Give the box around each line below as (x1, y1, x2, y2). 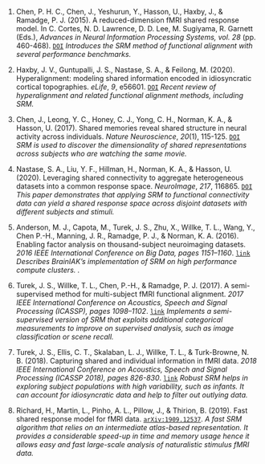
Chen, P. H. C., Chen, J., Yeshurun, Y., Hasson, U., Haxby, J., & (15, 7, 223, 16)
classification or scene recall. (15, 332, 114, 341)
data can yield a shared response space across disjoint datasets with (15, 198, 247, 208)
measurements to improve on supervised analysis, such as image (15, 324, 234, 332)
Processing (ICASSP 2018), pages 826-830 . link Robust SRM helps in (15, 373, 249, 382)
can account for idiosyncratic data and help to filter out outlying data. (15, 390, 248, 400)
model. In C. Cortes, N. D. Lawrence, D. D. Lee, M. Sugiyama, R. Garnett (15, 24, 253, 33)
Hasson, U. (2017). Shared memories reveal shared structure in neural (15, 124, 247, 132)
